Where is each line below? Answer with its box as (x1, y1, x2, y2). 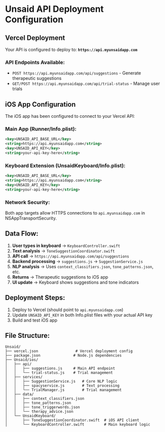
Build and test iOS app (12, 317, 57, 323)
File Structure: (5, 331, 50, 340)
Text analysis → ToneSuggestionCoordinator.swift (12, 248, 115, 253)
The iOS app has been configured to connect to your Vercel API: (5, 113, 135, 119)
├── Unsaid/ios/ (5, 358, 38, 362)
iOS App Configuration (5, 100, 76, 108)
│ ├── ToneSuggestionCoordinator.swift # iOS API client (5, 418, 139, 423)
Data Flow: (5, 229, 38, 238)
